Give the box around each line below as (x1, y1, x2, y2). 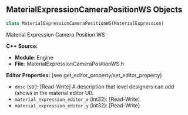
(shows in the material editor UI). (14, 89, 94, 96)
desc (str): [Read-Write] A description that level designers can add (14, 83, 174, 90)
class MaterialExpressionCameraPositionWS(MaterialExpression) (6, 20, 164, 26)
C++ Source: (6, 42, 38, 50)
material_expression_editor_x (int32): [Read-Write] (14, 96, 140, 103)
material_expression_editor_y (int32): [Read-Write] (14, 101, 140, 109)
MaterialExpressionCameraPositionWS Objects (6, 5, 183, 15)
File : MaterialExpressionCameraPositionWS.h (14, 60, 125, 67)
